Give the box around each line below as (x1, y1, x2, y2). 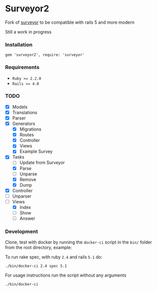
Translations (12, 109, 38, 115)
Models (12, 104, 28, 110)
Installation (5, 41, 33, 48)
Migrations (19, 126, 42, 132)
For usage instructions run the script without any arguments (5, 272, 126, 278)
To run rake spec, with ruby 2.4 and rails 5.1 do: (5, 254, 102, 260)
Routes (19, 132, 34, 138)
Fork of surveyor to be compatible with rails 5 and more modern (5, 19, 135, 25)
